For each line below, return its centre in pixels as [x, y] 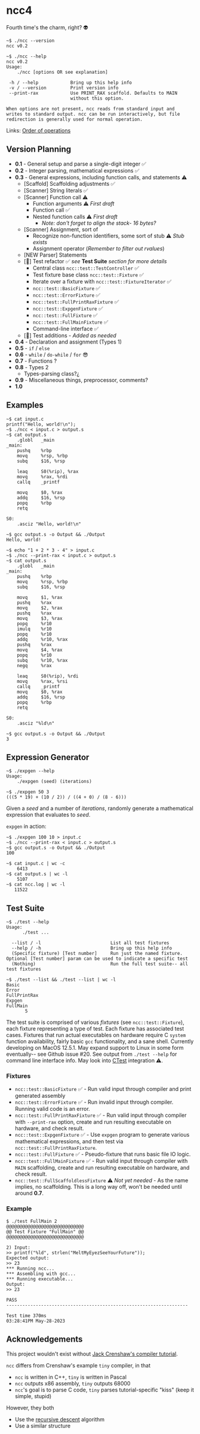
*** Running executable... [40, 1279]
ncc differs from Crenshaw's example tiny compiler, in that [79, 1365]
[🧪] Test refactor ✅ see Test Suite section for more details [95, 261]
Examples [25, 405]
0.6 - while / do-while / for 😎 [51, 354]
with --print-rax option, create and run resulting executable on [93, 1122]
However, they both [30, 1408]
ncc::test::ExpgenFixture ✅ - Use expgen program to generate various [102, 1135]
